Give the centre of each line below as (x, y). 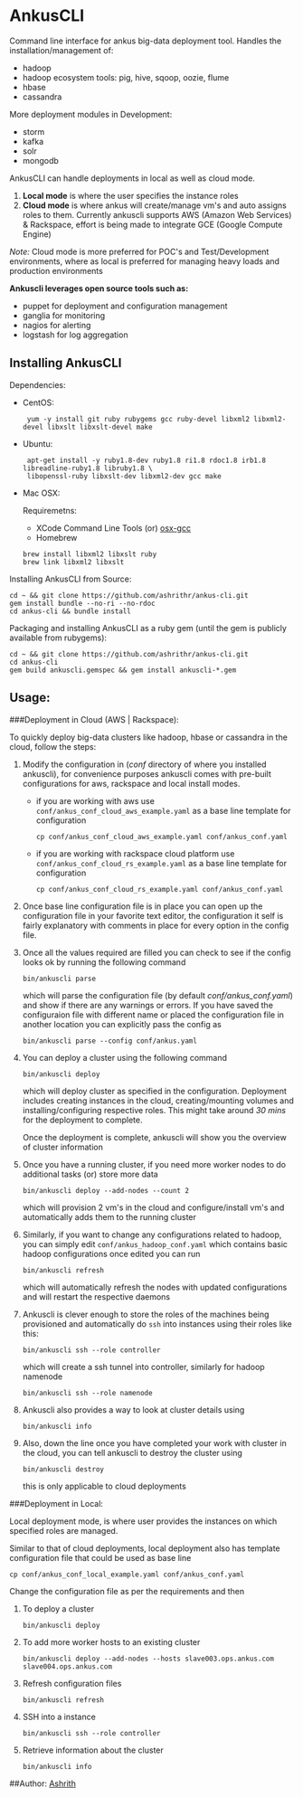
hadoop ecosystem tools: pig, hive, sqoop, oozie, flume (126, 77)
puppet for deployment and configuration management (125, 306)
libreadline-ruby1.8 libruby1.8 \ (87, 468)
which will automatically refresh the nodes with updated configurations (155, 1287)
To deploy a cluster (58, 1608)
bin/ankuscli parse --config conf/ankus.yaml (109, 1041)
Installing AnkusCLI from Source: (71, 579)
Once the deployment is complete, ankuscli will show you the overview (154, 1137)
